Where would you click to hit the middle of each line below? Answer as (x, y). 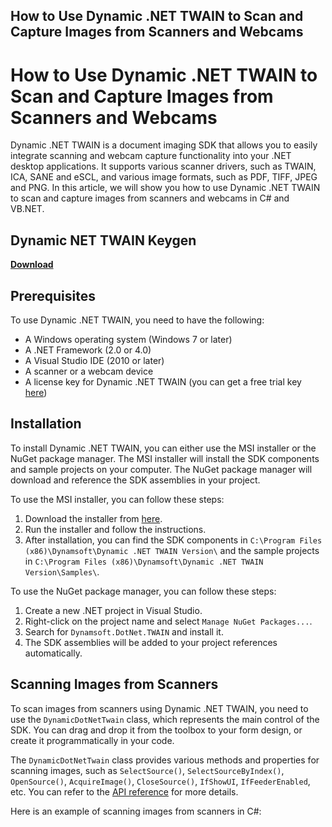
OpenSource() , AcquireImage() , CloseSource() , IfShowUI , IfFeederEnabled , (160, 781)
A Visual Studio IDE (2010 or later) (94, 360)
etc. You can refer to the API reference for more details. (124, 791)
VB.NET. (27, 209)
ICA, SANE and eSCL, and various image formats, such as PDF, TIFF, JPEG (164, 177)
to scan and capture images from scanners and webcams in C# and (150, 198)
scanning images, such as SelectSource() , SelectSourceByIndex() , (147, 770)
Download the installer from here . (93, 518)
